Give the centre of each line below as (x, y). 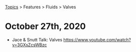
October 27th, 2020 (45, 26)
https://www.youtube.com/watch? (97, 39)
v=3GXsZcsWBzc (29, 45)
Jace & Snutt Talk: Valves (37, 39)
